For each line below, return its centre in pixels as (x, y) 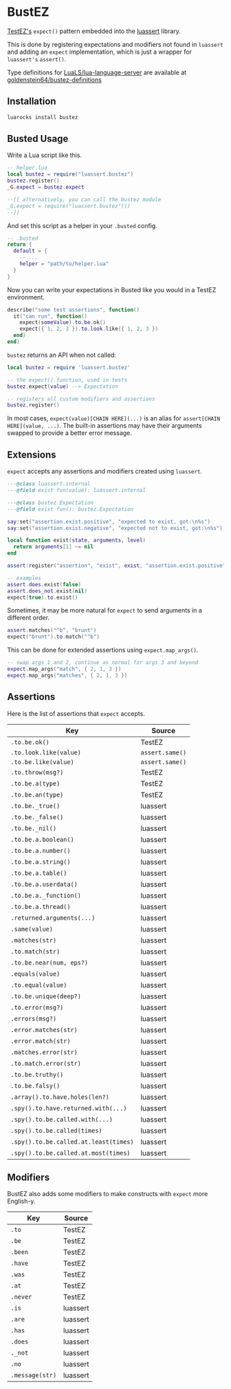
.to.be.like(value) (42, 762)
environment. (26, 297)
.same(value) (32, 929)
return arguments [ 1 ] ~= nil (54, 547)
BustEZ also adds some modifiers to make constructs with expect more (108, 1194)
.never (21, 1297)
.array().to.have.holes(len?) (60, 1097)
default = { (31, 251)
